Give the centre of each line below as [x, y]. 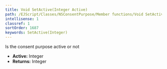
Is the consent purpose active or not [42, 47]
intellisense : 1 [22, 19]
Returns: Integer [29, 61]
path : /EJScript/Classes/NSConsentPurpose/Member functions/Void [74, 14]
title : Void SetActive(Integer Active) [46, 10]
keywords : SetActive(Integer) [37, 33]
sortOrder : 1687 [22, 28]
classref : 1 [17, 23]
